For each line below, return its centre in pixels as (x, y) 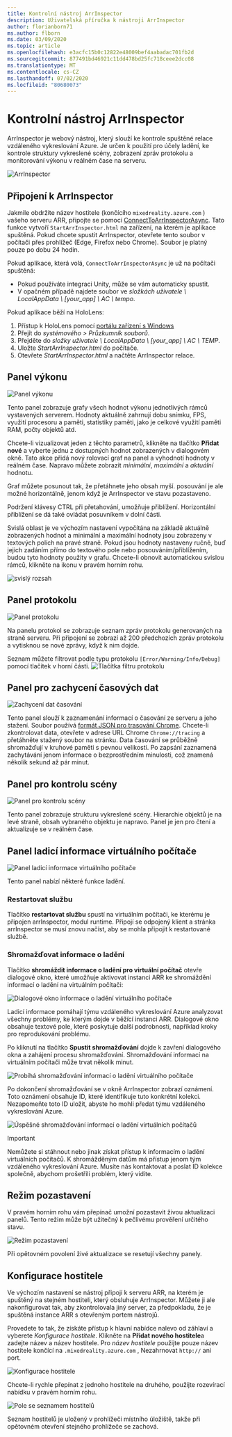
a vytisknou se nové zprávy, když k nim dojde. (73, 645)
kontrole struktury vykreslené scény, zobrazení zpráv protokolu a (100, 153)
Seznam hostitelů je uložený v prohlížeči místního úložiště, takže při (104, 1419)
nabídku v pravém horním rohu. (52, 1392)
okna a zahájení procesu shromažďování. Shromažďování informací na (108, 1054)
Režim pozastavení (49, 1196)
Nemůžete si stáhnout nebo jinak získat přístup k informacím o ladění (106, 1151)
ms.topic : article (34, 46)
